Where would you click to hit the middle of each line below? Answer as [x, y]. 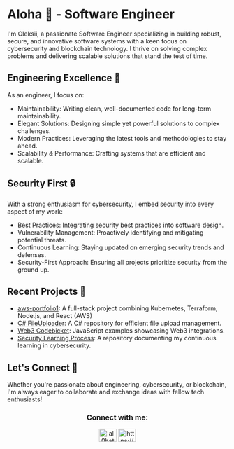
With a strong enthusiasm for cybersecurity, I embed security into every [111, 204]
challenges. [34, 131]
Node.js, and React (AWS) [55, 316]
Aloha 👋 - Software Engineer [91, 14]
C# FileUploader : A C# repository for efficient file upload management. [119, 323]
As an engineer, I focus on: [46, 95]
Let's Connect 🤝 [43, 367]
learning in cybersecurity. [54, 345]
